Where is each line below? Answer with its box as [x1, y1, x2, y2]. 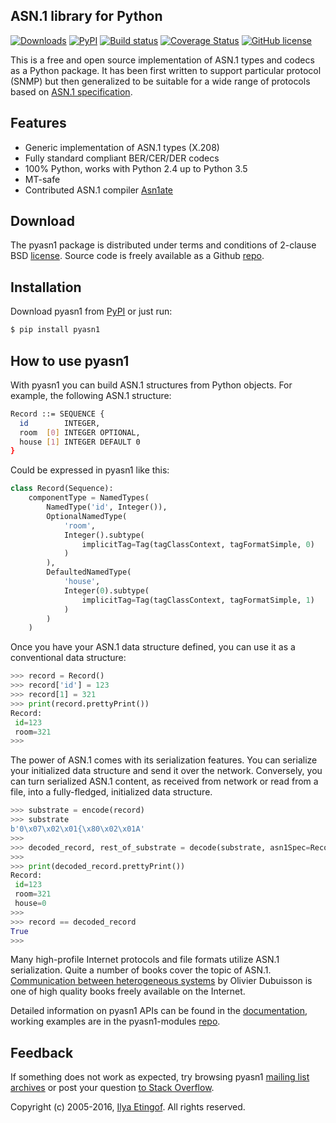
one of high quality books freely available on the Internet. [10, 985, 246, 998]
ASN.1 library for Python [10, 8, 163, 25]
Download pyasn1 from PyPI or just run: [10, 305, 173, 318]
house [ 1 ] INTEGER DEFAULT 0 [19, 437, 141, 447]
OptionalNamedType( [46, 511, 128, 521]
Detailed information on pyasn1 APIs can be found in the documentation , [10, 1005, 308, 1017]
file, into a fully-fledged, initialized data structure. [10, 786, 213, 798]
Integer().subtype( [63, 530, 145, 540]
